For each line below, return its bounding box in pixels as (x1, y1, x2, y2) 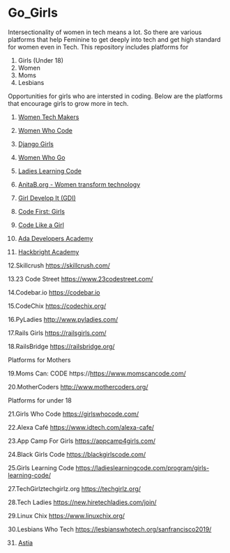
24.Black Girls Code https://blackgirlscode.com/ (8, 450, 146, 458)
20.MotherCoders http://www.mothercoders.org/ (8, 382, 148, 391)
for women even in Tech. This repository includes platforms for (8, 42, 189, 51)
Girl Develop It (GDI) (17, 194, 76, 202)
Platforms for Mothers (8, 355, 71, 364)
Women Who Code (17, 126, 72, 134)
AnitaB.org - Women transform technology (17, 180, 141, 189)
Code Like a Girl (17, 221, 65, 229)
